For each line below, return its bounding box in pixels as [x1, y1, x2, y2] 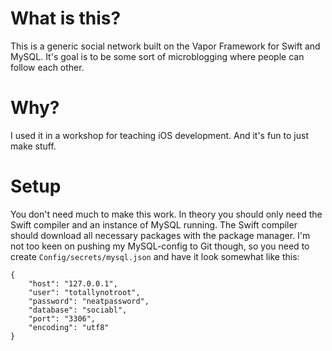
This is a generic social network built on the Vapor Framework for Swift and [10, 40, 321, 52]
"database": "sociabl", [28, 305, 128, 315]
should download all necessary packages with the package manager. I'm [10, 229, 311, 241]
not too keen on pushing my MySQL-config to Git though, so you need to [10, 240, 310, 252]
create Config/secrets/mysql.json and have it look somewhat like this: [10, 250, 300, 262]
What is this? [10, 7, 122, 30]
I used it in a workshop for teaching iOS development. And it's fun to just [10, 129, 309, 141]
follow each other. [10, 61, 85, 73]
